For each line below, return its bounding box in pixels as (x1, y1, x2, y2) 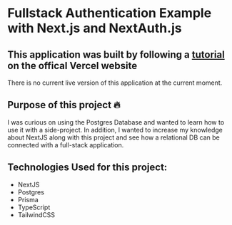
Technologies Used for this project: (7, 162, 168, 174)
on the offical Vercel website (7, 59, 138, 72)
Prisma (17, 195, 39, 204)
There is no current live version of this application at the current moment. (7, 78, 223, 87)
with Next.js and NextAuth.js (7, 20, 182, 36)
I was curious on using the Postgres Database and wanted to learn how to (7, 117, 225, 126)
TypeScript (17, 203, 51, 211)
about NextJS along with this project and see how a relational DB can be (7, 133, 220, 142)
